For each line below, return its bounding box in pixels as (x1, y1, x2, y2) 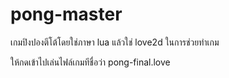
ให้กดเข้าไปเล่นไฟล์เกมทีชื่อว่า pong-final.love (10, 56, 171, 68)
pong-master (10, 3, 123, 26)
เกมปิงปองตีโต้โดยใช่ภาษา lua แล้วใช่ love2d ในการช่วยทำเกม (10, 36, 220, 48)
